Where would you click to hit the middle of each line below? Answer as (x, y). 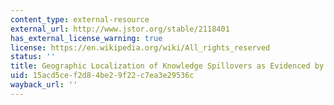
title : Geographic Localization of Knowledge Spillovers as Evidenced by (167, 66)
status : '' (33, 57)
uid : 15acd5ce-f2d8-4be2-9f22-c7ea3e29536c (102, 76)
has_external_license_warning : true (86, 38)
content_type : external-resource (80, 19)
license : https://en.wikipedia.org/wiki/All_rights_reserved (140, 47)
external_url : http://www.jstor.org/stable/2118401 (120, 29)
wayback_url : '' (44, 85)
